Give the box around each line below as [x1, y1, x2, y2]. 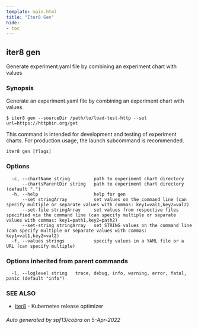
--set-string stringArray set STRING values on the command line [21, 222, 193, 228]
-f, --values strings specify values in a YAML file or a [11, 238, 184, 244]
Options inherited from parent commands [6, 257, 129, 265]
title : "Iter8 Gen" [6, 14, 55, 20]
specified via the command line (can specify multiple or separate [6, 212, 177, 218]
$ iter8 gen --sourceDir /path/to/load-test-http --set [6, 115, 147, 122]
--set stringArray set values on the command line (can [21, 196, 187, 202]
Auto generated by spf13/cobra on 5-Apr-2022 [6, 316, 120, 323]
